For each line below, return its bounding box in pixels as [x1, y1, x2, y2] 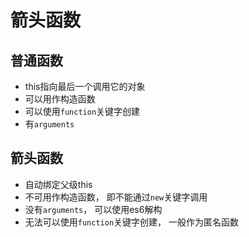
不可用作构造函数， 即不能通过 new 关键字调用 [24, 191, 208, 203]
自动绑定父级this [24, 178, 93, 190]
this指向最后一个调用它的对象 [24, 81, 146, 92]
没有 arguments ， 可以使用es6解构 [24, 203, 163, 215]
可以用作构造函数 [24, 93, 96, 105]
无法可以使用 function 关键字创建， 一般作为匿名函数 [24, 216, 240, 228]
